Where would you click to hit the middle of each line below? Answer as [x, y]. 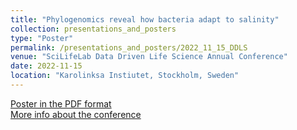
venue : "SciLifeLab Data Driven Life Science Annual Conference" [149, 57]
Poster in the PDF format [61, 103]
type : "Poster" [42, 38]
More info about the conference [76, 114]
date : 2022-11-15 [46, 66]
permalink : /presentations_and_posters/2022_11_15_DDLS [129, 47]
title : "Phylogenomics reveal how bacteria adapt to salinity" [145, 19]
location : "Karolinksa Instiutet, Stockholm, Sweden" [125, 76]
